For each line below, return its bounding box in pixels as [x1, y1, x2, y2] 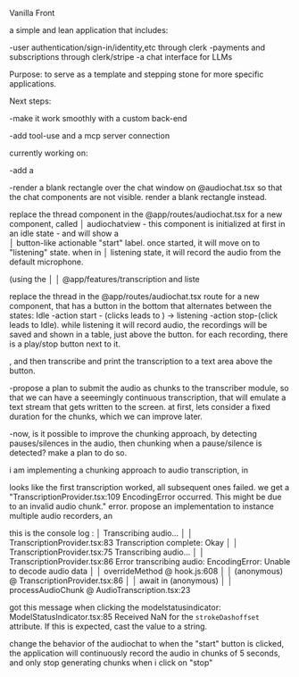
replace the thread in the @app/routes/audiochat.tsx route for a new [9, 291, 261, 302]
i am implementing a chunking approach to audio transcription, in [9, 464, 248, 475]
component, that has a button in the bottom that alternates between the [9, 301, 272, 311]
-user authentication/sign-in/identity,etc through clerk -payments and [9, 42, 266, 53]
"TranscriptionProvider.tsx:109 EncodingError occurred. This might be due [9, 491, 282, 502]
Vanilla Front [9, 8, 55, 18]
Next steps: [9, 96, 52, 106]
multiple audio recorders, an [9, 511, 113, 521]
